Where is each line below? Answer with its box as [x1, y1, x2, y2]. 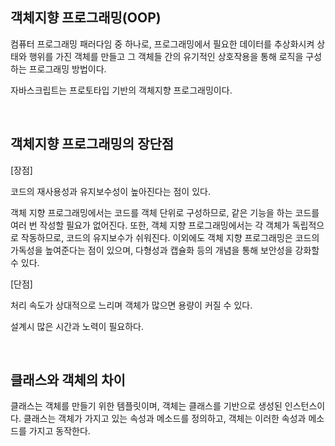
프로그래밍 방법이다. [28, 63, 107, 75]
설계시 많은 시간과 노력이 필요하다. [10, 320, 144, 332]
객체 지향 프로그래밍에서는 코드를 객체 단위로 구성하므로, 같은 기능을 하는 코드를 [10, 206, 320, 218]
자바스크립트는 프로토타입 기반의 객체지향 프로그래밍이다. [10, 84, 233, 96]
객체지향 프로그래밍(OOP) [10, 9, 162, 27]
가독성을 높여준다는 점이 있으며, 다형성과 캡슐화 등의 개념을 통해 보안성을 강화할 [10, 244, 320, 256]
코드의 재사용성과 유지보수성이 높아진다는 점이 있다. [10, 185, 211, 197]
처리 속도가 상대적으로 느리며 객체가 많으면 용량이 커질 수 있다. [10, 299, 253, 311]
